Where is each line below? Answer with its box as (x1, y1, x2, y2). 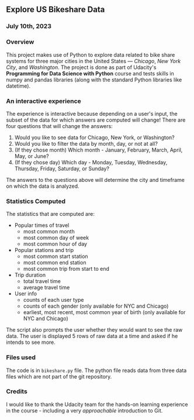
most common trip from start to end (23, 266, 110, 273)
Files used (6, 353, 36, 362)
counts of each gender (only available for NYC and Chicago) (23, 302, 169, 309)
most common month (23, 228, 75, 235)
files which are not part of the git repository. (6, 373, 112, 380)
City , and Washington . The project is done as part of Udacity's (6, 64, 157, 71)
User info (14, 290, 37, 297)
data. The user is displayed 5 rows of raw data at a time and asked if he (6, 333, 178, 340)
